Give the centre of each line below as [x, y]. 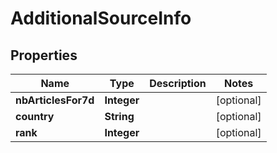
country [35, 116]
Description [178, 83]
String [119, 116]
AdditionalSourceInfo [101, 18]
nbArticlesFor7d [55, 100]
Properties [44, 55]
